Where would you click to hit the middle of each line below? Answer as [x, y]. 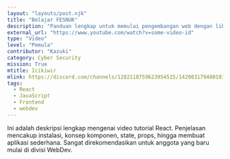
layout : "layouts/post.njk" [47, 13]
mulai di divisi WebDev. [40, 149]
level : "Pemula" [30, 45]
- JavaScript [32, 96]
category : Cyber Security [44, 58]
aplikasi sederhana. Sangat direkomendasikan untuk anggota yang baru [108, 142]
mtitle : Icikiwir [32, 70]
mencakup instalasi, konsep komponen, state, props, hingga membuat [106, 135]
